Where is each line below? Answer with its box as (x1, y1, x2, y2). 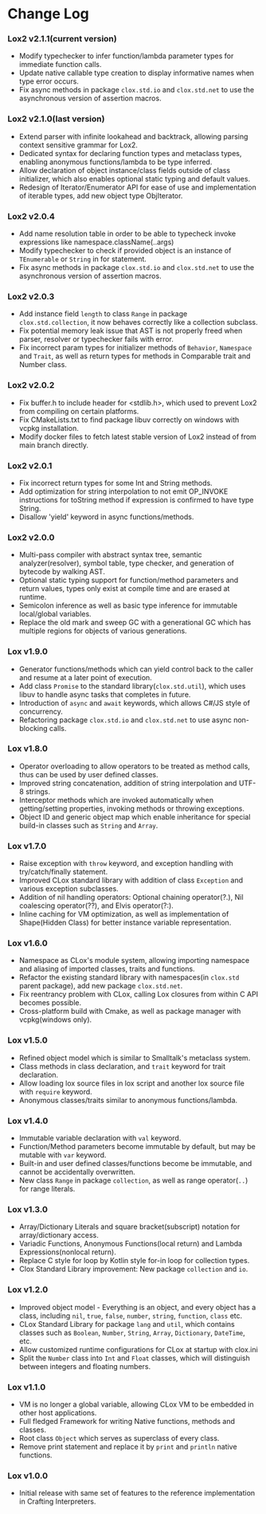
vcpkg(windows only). (18, 1015, 92, 1024)
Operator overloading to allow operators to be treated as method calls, (18, 761, 250, 771)
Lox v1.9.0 (7, 646, 49, 657)
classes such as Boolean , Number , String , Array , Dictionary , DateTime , (18, 1328, 246, 1337)
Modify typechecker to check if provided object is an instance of (18, 246, 232, 256)
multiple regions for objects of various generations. (18, 626, 188, 636)
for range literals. (18, 1184, 76, 1194)
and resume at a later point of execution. (18, 672, 152, 682)
